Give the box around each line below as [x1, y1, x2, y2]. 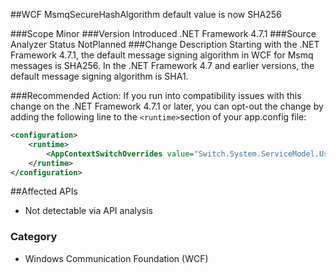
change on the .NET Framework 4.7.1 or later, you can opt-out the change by [10, 100, 324, 112]
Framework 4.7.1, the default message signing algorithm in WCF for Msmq [10, 49, 314, 61]
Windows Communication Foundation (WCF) [24, 252, 209, 264]
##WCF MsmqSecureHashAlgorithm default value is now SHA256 [10, 9, 282, 20]
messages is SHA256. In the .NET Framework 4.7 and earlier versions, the [10, 60, 315, 71]
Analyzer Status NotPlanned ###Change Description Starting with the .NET [10, 39, 320, 50]
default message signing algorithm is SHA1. [10, 70, 189, 82]
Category [10, 230, 58, 244]
